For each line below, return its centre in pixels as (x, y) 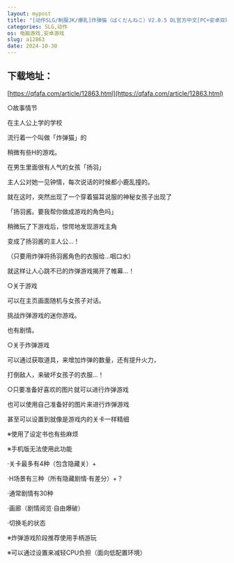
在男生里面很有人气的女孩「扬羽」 (56, 167)
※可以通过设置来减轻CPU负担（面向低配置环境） (77, 553)
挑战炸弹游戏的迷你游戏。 (44, 315)
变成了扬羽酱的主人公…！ (44, 241)
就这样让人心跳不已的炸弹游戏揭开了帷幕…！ (71, 271)
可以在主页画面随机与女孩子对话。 (56, 300)
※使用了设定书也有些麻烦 (43, 434)
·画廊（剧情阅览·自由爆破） (46, 508)
